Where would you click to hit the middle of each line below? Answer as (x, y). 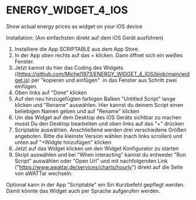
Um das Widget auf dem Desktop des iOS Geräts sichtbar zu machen (98, 117)
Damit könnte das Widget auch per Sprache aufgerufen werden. (83, 191)
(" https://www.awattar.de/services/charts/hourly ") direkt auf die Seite (99, 167)
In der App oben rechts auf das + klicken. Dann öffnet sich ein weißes (99, 55)
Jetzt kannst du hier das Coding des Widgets (69, 67)
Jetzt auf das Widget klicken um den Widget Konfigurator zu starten (97, 148)
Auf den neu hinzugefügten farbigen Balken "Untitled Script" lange (95, 99)
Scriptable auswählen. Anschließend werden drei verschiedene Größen (100, 130)
